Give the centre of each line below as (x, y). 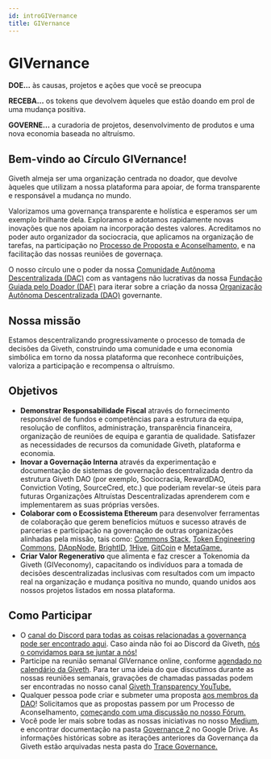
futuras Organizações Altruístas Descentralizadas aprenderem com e (135, 496)
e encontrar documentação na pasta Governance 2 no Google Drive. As (139, 729)
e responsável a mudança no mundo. (70, 196)
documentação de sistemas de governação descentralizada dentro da (136, 470)
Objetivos (33, 391)
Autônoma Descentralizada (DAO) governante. (85, 296)
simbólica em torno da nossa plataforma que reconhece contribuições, (126, 357)
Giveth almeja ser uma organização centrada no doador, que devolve (123, 179)
